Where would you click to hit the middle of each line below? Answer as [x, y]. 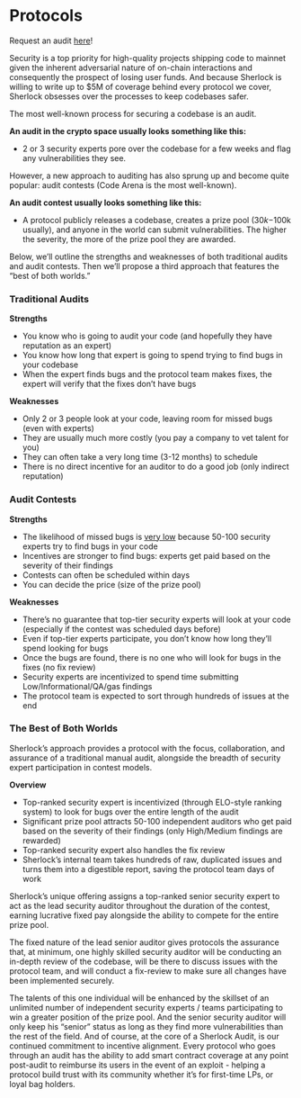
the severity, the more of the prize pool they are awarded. [129, 238]
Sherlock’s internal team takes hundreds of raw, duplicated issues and [152, 859]
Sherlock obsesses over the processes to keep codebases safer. [129, 96]
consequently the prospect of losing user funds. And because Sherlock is [146, 76]
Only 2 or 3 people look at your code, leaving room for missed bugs [147, 418]
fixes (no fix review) [59, 667]
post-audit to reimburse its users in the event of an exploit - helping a [137, 1065]
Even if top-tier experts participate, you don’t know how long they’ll [147, 638]
